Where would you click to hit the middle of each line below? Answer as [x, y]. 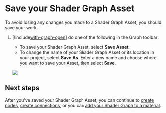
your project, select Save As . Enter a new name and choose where [88, 57]
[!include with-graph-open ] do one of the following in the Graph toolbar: [85, 37]
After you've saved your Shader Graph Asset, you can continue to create [80, 100]
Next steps [22, 88]
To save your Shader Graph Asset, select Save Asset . [75, 47]
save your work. [22, 27]
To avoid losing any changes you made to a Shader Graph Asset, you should [83, 22]
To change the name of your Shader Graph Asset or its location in [87, 52]
